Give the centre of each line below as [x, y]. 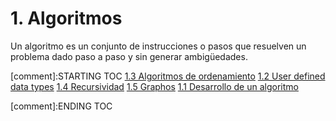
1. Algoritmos [66, 18]
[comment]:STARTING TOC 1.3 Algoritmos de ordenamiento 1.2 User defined [168, 76]
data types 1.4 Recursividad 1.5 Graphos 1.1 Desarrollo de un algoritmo [154, 86]
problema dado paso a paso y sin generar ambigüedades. [129, 56]
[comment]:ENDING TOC [61, 106]
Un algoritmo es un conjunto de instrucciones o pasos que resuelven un [158, 46]
